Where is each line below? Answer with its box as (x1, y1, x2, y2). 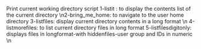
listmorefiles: (6, 24, 39, 31)
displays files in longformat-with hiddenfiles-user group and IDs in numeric (6, 30, 193, 38)
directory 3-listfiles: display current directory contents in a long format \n (6, 18, 188, 24)
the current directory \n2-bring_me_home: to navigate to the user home (6, 11, 184, 19)
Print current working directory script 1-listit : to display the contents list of (6, 5, 191, 12)
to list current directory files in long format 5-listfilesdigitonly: (39, 24, 192, 31)
